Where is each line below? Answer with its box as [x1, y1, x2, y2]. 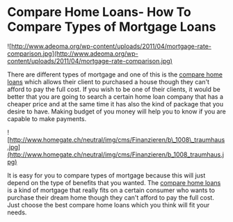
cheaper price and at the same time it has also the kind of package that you [7, 100, 224, 108]
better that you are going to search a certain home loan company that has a [7, 92, 224, 101]
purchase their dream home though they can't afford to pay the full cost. [7, 193, 214, 202]
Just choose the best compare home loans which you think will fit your [7, 200, 210, 209]
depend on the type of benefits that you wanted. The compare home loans [7, 178, 221, 187]
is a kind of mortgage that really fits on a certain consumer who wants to [7, 186, 216, 194]
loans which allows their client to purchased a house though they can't [7, 77, 210, 86]
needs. [7, 208, 27, 216]
